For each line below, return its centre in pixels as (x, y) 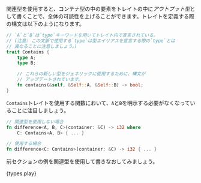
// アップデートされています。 (50, 80)
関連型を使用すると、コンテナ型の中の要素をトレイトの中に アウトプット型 (98, 9)
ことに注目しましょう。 (40, 110)
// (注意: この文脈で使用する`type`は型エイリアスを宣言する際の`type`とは (91, 41)
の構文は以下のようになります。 (46, 24)
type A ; (26, 58)
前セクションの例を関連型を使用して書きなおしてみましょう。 (82, 161)
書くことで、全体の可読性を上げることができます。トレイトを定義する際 (106, 16)
